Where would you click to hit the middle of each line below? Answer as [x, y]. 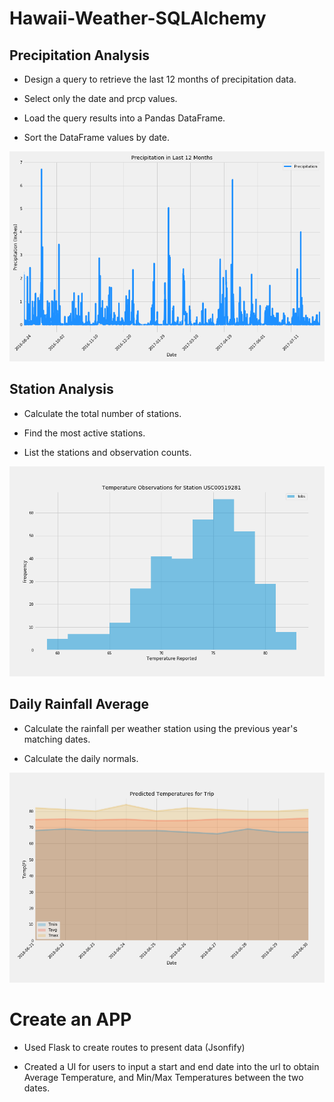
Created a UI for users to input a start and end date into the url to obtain [171, 1066]
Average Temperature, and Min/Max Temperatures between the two [163, 1077]
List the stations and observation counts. [107, 452]
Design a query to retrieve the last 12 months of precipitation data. [160, 79]
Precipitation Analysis [80, 55]
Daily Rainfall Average [79, 704]
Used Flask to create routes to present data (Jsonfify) [134, 1047]
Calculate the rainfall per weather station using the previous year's [160, 728]
